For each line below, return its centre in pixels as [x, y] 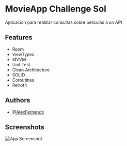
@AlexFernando [28, 112]
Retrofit [19, 85]
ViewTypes [23, 54]
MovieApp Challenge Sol [56, 9]
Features [19, 37]
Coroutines [23, 80]
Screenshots [25, 127]
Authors [18, 100]
